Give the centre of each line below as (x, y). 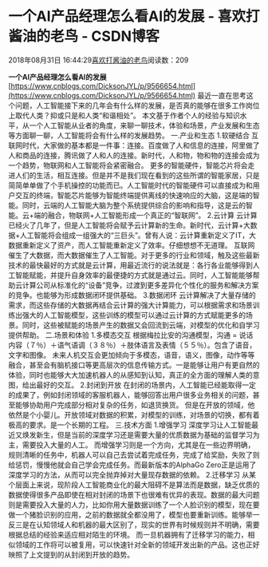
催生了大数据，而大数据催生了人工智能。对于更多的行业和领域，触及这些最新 (134, 255)
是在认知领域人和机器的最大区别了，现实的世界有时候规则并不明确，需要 (141, 525)
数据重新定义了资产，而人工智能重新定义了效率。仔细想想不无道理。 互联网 (132, 245)
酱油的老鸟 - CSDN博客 (84, 36)
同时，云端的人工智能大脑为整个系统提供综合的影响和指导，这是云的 (134, 205)
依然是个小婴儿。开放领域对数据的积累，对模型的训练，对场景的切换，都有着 (134, 414)
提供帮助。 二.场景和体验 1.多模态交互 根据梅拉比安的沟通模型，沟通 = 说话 (131, 335)
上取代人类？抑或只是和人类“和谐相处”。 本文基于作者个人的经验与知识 (124, 115)
